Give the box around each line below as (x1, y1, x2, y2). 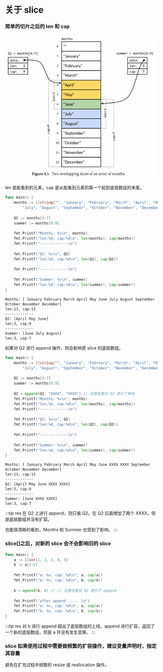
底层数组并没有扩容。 (9, 517, 52, 523)
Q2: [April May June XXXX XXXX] (5, 482, 70, 487)
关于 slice (5, 4, 44, 16)
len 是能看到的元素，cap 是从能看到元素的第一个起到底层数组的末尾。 (5, 185, 145, 190)
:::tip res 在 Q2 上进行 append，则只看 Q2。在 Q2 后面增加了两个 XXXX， (5, 510, 152, 516)
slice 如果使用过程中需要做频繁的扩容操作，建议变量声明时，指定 (5, 642, 157, 649)
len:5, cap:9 (5, 486, 32, 492)
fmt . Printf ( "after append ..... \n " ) (14, 598, 90, 603)
